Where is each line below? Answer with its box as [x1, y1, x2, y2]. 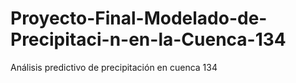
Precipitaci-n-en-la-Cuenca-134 [10, 28, 287, 51]
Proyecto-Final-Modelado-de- [10, 7, 268, 30]
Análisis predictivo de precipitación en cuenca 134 [10, 61, 218, 73]
